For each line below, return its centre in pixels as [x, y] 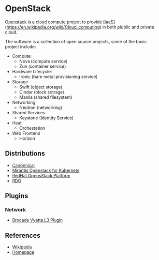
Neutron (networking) [41, 107]
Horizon [27, 138]
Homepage [23, 252]
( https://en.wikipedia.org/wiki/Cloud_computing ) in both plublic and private [80, 27]
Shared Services [29, 112]
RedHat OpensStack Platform [41, 175]
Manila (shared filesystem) [46, 97]
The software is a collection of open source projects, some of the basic [76, 41]
